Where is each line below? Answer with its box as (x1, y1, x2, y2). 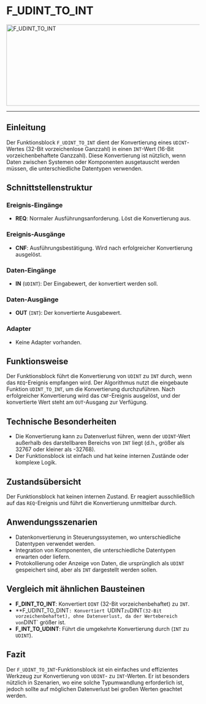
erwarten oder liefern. (15, 553, 71, 560)
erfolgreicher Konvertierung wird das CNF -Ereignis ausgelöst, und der (6, 392, 181, 400)
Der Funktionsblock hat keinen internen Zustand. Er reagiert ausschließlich (6, 493, 195, 500)
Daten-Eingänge (6, 266, 56, 274)
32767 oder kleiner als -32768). (15, 446, 96, 453)
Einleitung (6, 122, 46, 133)
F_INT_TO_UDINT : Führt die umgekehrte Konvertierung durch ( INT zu (15, 625, 189, 632)
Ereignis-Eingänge (6, 201, 63, 209)
